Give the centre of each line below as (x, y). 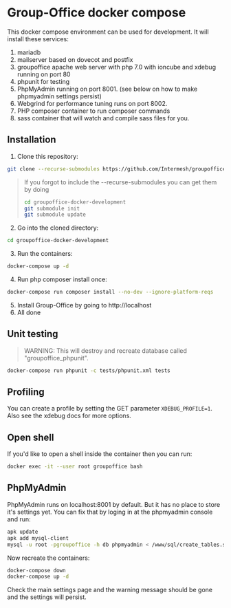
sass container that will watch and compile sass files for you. (103, 118)
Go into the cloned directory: (58, 228)
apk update (23, 532)
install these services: (38, 39)
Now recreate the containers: (48, 558)
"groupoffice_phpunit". (56, 358)
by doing (36, 189)
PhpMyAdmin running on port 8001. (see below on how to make (107, 89)
